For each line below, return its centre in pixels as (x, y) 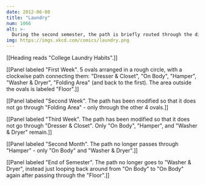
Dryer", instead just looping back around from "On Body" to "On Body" (95, 169)
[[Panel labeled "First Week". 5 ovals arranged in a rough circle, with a (94, 70)
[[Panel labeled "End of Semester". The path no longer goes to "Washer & (99, 162)
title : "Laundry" (28, 18)
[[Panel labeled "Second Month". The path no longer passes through (92, 144)
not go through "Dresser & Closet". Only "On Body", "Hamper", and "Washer (102, 125)
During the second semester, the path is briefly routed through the (102, 35)
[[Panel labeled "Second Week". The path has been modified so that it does (101, 101)
